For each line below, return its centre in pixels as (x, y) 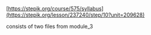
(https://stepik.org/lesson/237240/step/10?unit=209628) (75, 15)
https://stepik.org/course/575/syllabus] (56, 9)
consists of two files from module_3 (50, 26)
